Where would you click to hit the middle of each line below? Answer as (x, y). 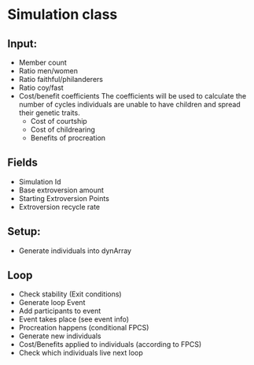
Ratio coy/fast (41, 88)
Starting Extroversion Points (64, 198)
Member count (43, 62)
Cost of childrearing (63, 129)
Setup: (24, 231)
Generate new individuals (60, 336)
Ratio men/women (48, 71)
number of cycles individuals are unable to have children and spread (129, 104)
